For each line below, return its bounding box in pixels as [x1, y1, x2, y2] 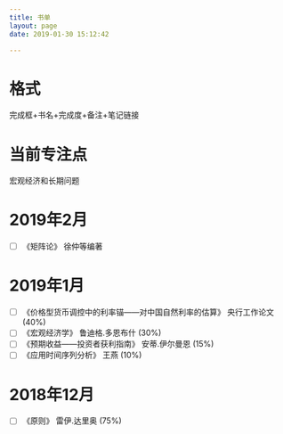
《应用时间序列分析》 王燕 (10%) [21, 349, 142, 361]
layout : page [9, 21, 58, 30]
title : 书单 [9, 12, 51, 22]
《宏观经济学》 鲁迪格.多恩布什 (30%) [21, 327, 162, 339]
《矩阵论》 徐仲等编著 [21, 242, 103, 252]
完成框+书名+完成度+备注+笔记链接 [9, 110, 140, 120]
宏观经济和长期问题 [9, 176, 80, 186]
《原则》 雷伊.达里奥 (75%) [21, 415, 122, 426]
